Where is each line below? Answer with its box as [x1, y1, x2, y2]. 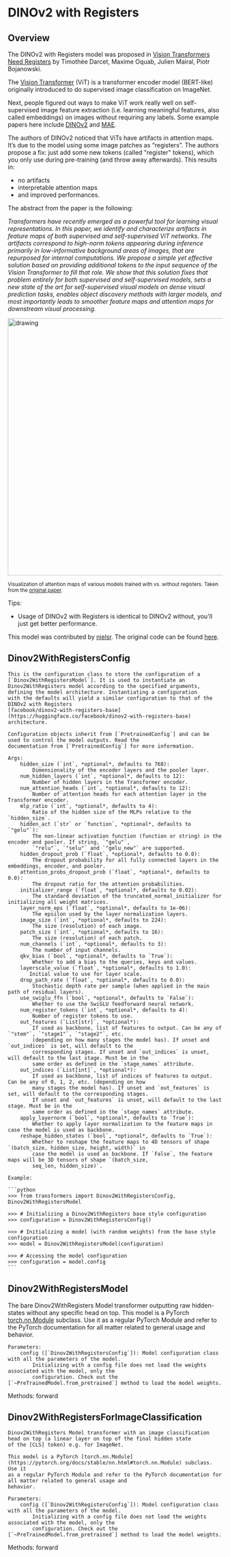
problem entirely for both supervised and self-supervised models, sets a [8, 275, 212, 284]
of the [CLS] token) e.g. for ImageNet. [8, 1441, 125, 1449]
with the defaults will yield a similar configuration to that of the [8, 694, 213, 702]
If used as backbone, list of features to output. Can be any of [32, 1025, 222, 1031]
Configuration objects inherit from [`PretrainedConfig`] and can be [8, 731, 210, 737]
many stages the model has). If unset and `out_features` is [32, 1084, 210, 1091]
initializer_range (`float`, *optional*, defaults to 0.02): [20, 886, 197, 894]
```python [8, 1186, 36, 1193]
